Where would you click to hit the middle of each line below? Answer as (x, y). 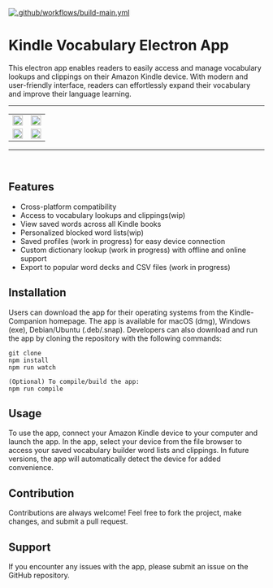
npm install (28, 360)
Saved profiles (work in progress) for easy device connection (123, 241)
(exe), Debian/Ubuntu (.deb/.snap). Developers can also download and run (133, 329)
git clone (25, 353)
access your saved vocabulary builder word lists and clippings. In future (129, 451)
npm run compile (36, 389)
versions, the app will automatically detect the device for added (115, 459)
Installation (37, 293)
